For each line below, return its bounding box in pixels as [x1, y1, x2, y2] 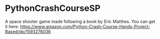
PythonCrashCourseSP [5, 3, 101, 14]
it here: [5, 23, 19, 29]
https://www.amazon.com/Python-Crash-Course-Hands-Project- [20, 23, 150, 29]
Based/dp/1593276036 [5, 29, 51, 34]
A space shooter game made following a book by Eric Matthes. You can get [5, 19, 156, 24]
